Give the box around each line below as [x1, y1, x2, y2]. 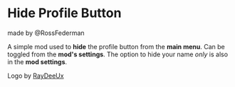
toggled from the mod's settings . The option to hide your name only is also [7, 50, 229, 58]
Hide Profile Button [7, 5, 122, 21]
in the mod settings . [7, 57, 68, 66]
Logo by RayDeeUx [7, 71, 64, 80]
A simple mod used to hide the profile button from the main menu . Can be [7, 42, 226, 51]
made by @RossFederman [7, 29, 85, 37]
